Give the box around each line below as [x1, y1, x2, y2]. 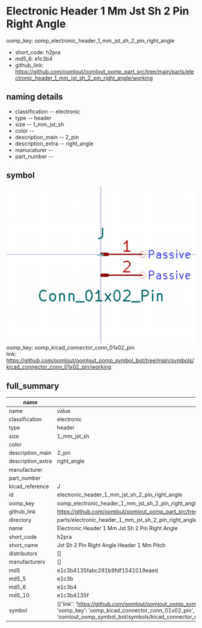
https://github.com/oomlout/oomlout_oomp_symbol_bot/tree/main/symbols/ [6, 357, 194, 364]
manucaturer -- [14, 146, 54, 153]
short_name [8, 541, 38, 548]
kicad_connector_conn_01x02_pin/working [6, 363, 111, 370]
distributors [8, 550, 38, 557]
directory [8, 516, 32, 524]
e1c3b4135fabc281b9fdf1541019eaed [57, 566, 158, 574]
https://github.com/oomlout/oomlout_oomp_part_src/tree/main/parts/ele [14, 68, 194, 75]
